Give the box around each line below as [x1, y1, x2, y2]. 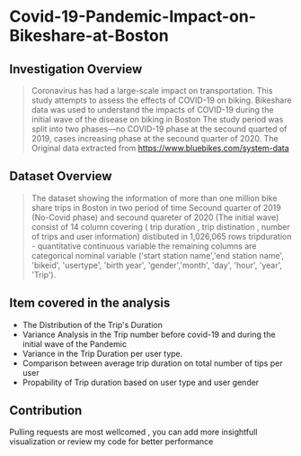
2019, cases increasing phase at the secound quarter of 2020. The [31, 133, 279, 143]
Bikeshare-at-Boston [9, 25, 169, 46]
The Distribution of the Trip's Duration [22, 319, 164, 330]
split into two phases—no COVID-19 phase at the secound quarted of [31, 123, 288, 134]
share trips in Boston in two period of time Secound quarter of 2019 [31, 202, 281, 213]
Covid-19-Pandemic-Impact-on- [9, 6, 257, 27]
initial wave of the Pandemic [22, 338, 128, 349]
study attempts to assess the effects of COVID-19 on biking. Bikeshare [31, 95, 292, 105]
